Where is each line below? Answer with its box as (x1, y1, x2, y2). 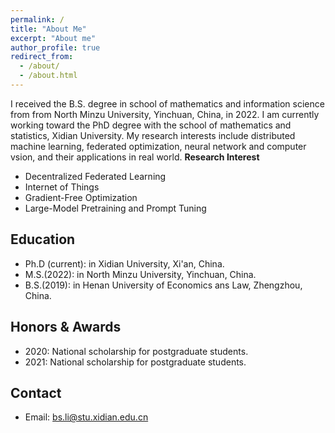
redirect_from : (10, 52, 74, 62)
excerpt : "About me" (10, 33, 97, 43)
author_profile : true (10, 42, 101, 53)
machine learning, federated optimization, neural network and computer (10, 140, 307, 152)
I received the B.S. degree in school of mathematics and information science (10, 97, 325, 110)
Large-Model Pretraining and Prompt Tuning (24, 202, 207, 214)
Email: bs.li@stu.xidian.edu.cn (24, 411, 149, 423)
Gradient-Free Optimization (24, 191, 138, 203)
